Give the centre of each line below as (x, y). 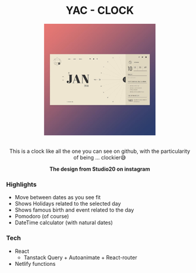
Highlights (21, 184)
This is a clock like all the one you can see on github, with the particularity (100, 151)
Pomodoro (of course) (42, 216)
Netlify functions (35, 263)
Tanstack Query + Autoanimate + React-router (80, 257)
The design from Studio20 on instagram (100, 169)
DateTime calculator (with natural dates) (64, 222)
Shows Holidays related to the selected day (68, 204)
